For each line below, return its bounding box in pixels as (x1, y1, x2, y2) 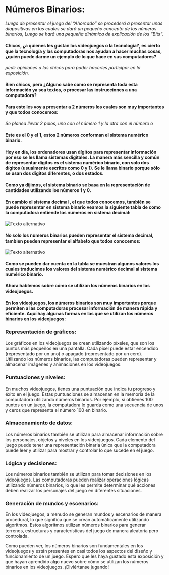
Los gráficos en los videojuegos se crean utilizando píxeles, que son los (5, 340, 155, 346)
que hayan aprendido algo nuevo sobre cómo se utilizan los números (5, 559, 149, 565)
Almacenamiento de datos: (5, 419, 73, 426)
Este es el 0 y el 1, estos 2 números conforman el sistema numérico (5, 132, 149, 138)
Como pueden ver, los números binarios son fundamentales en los (5, 543, 143, 549)
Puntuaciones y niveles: (5, 374, 66, 381)
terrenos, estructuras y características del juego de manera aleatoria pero (5, 528, 159, 534)
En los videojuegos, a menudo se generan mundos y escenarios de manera (5, 511, 162, 517)
